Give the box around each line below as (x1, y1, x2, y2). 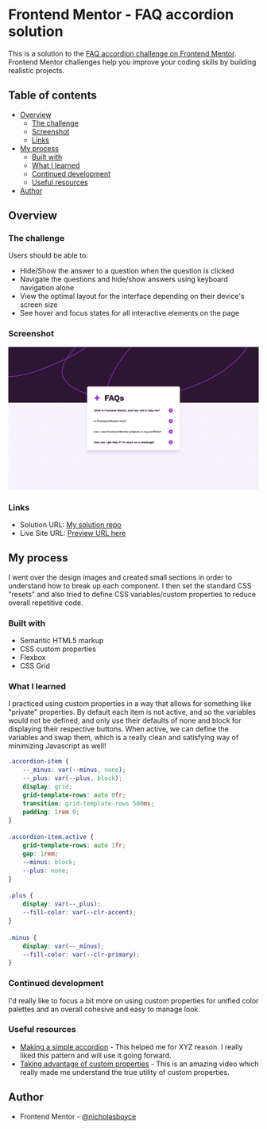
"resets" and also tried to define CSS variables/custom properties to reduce (8, 589, 257, 599)
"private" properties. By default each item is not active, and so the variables (8, 708, 257, 717)
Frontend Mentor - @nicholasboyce (19, 1112, 137, 1121)
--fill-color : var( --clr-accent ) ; (22, 909, 137, 917)
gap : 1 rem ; (22, 850, 59, 858)
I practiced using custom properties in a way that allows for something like (8, 699, 252, 708)
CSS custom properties (19, 644, 97, 654)
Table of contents (8, 89, 97, 103)
